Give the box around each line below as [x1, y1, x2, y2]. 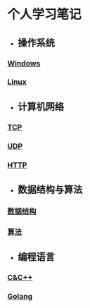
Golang [7, 292, 33, 302]
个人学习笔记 [7, 6, 82, 23]
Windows [7, 58, 41, 68]
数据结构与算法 [17, 183, 83, 195]
